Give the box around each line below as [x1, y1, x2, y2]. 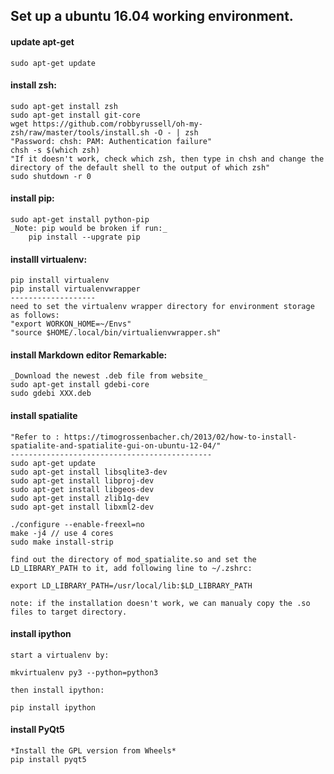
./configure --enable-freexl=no [10, 519, 145, 529]
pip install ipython [10, 702, 97, 713]
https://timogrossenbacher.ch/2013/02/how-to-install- [63, 432, 298, 442]
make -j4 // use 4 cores [10, 528, 114, 538]
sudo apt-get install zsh [10, 101, 118, 111]
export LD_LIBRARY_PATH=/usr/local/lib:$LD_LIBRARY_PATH [10, 580, 253, 591]
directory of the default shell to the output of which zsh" [10, 162, 271, 173]
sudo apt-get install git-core [10, 110, 141, 120]
